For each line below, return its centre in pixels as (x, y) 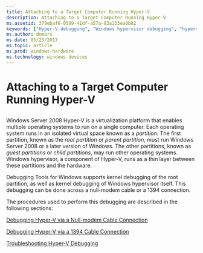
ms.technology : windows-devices (47, 57)
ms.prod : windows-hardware (40, 51)
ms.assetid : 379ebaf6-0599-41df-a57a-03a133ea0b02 (71, 23)
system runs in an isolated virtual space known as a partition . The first (94, 133)
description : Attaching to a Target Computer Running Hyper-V (86, 18)
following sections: (30, 208)
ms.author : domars (29, 34)
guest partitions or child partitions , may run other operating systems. (92, 153)
